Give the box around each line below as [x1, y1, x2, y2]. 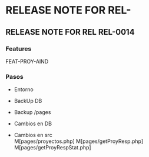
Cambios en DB [14, 120, 52, 127]
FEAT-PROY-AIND [5, 58, 49, 65]
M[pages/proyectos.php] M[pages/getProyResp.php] [14, 138, 144, 145]
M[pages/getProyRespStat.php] [14, 144, 92, 151]
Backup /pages [14, 109, 51, 116]
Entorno [14, 86, 34, 93]
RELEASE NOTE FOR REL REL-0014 [5, 27, 135, 37]
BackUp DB [14, 98, 42, 105]
